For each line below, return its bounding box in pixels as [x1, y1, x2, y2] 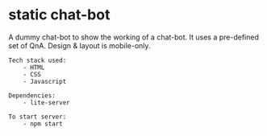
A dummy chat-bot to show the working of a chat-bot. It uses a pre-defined [8, 32, 260, 42]
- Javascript [23, 77, 67, 85]
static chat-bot [8, 6, 111, 24]
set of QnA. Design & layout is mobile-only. [8, 40, 151, 50]
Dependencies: [8, 91, 56, 100]
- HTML [23, 63, 45, 72]
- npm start [23, 119, 63, 128]
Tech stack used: [8, 56, 67, 64]
